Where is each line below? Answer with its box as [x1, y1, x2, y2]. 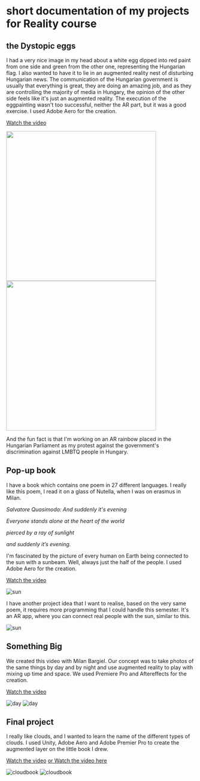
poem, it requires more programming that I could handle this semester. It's [6, 606, 189, 613]
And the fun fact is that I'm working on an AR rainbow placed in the [6, 435, 172, 443]
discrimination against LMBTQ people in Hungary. [6, 448, 129, 455]
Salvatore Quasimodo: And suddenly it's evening [6, 505, 127, 513]
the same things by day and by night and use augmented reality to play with [6, 664, 193, 671]
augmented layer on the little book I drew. [6, 746, 109, 753]
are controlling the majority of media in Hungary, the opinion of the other [6, 89, 186, 95]
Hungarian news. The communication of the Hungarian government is [6, 76, 178, 83]
